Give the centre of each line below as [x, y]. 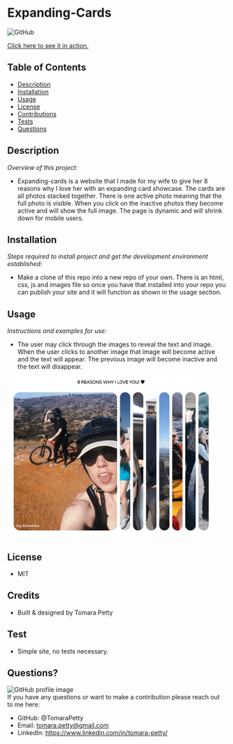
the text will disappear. [49, 366]
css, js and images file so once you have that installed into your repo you [121, 285]
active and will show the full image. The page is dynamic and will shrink [120, 210]
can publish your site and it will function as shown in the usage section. [119, 292]
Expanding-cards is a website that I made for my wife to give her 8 [113, 181]
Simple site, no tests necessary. [63, 651]
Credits [24, 596]
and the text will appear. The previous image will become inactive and [117, 359]
